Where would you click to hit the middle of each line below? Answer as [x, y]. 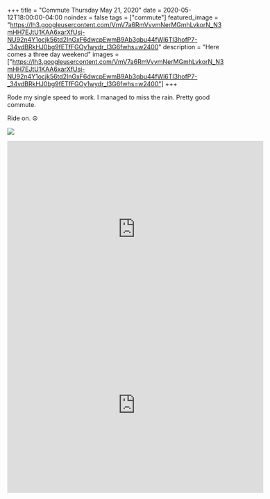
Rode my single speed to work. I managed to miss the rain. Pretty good [109, 97]
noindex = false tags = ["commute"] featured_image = [141, 17]
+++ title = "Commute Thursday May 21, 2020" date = [84, 10]
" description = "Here [189, 47]
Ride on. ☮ [23, 118]
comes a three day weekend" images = [63, 54]
